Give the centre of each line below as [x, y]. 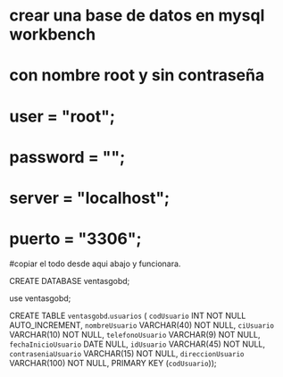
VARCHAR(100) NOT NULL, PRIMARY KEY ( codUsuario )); [113, 363]
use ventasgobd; [40, 298]
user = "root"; [62, 116]
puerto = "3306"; [75, 239]
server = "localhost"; [90, 198]
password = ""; [67, 157]
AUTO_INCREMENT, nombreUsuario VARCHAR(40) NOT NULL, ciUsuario [142, 325]
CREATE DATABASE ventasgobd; [70, 281]
